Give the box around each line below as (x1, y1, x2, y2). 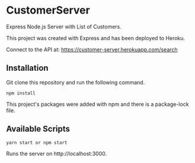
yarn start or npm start (6, 139, 68, 145)
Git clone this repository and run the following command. (6, 79, 145, 86)
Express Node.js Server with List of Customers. (6, 23, 122, 30)
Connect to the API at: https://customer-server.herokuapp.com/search (6, 45, 178, 53)
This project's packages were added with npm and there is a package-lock (6, 100, 189, 107)
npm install (6, 90, 36, 96)
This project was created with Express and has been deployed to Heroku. (6, 34, 186, 41)
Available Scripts (6, 124, 70, 134)
